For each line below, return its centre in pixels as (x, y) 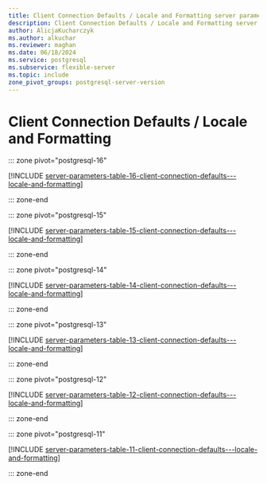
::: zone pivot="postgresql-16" (58, 161)
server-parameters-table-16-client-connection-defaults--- (141, 176)
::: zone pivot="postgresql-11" (57, 434)
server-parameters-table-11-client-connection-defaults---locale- (151, 450)
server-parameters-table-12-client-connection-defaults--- (141, 395)
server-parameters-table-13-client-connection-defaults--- (141, 340)
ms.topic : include (39, 75)
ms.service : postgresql (48, 60)
